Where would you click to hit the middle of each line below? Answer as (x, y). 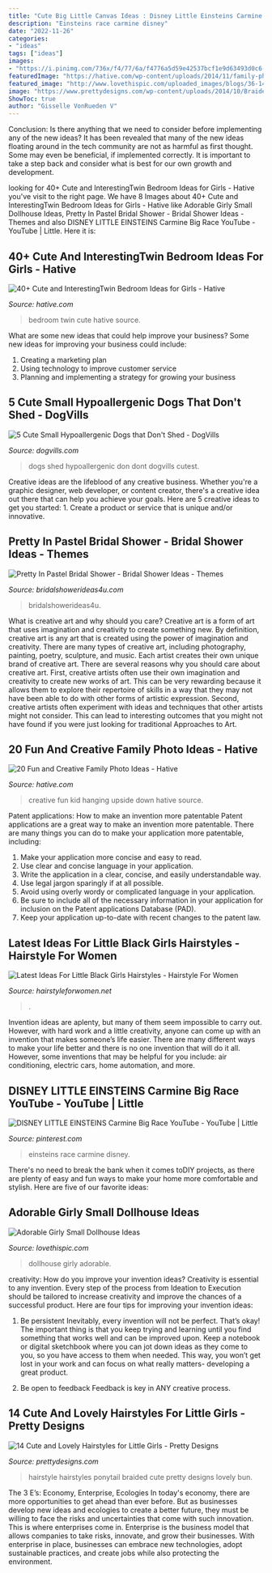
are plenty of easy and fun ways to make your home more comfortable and (133, 1178)
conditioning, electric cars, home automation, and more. (102, 1065)
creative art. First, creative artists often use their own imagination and (124, 672)
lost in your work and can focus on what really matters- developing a (135, 1363)
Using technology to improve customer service (98, 368)
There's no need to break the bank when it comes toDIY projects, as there (132, 1170)
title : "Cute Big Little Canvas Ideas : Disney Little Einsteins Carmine (136, 16)
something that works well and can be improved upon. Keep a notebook (140, 1337)
